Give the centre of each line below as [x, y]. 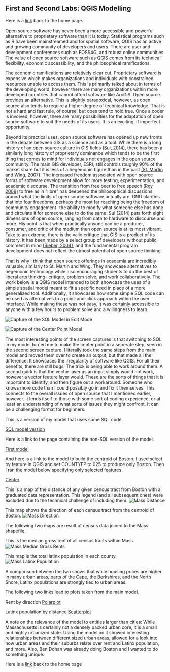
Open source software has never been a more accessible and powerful [79, 31]
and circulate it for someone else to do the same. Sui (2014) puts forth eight [84, 213]
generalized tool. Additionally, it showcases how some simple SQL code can [85, 293]
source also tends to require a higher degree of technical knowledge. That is [85, 105]
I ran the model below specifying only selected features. [64, 470]
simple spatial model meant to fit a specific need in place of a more [75, 288]
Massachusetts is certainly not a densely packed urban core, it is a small [81, 627]
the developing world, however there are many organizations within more [82, 89]
